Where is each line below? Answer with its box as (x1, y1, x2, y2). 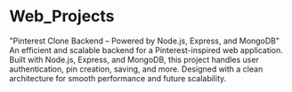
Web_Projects (9, 6, 115, 27)
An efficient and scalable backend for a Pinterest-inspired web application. (9, 44, 283, 55)
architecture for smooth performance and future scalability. (9, 73, 227, 83)
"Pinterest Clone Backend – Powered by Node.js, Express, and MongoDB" (9, 35, 280, 46)
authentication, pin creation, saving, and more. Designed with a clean (9, 64, 264, 74)
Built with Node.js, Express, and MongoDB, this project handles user (9, 54, 260, 65)
